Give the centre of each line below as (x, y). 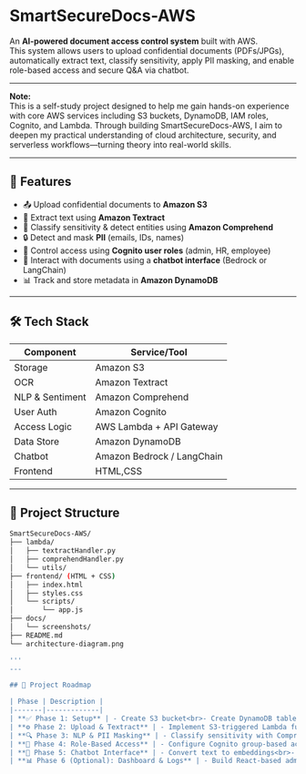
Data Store (37, 441)
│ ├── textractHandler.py (63, 551)
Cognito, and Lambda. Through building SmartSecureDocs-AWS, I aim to (146, 125)
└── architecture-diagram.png (67, 644)
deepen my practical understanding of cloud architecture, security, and (143, 135)
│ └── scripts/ (42, 602)
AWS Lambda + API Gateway (157, 426)
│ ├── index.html (46, 585)
